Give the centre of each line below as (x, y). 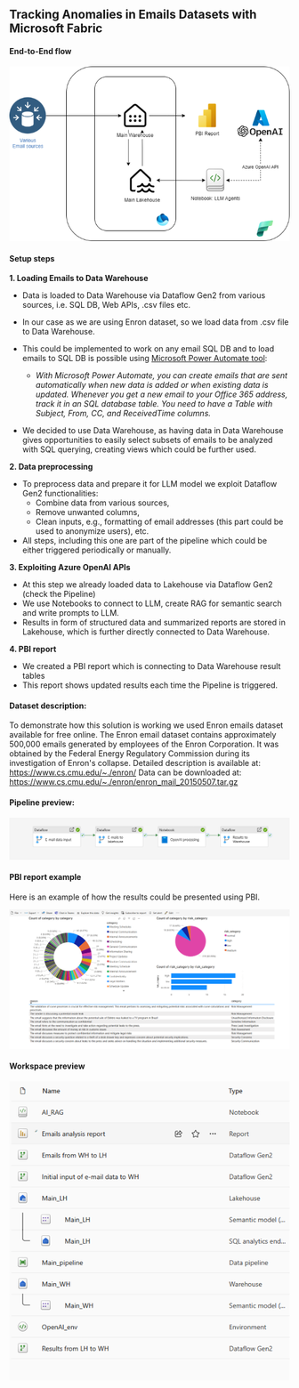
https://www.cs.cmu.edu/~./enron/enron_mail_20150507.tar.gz (124, 782)
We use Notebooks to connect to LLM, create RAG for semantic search (152, 603)
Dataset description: (48, 706)
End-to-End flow (40, 51)
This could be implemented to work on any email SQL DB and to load (148, 349)
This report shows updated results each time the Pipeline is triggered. (150, 685)
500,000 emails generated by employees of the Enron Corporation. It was (144, 744)
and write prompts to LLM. (71, 613)
